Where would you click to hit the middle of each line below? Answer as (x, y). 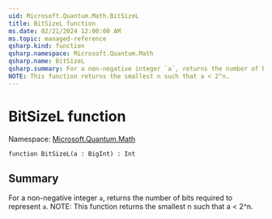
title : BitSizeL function (52, 24)
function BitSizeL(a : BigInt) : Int (72, 154)
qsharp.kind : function (47, 46)
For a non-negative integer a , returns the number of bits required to (121, 198)
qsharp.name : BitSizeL (47, 62)
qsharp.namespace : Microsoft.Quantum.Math (81, 54)
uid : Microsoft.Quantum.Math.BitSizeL (74, 16)
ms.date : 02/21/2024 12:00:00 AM (65, 31)
